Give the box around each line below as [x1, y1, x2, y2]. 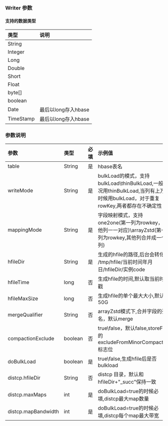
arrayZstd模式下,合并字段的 [97, 308, 162, 315]
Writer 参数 [5, 4, 32, 11]
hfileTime [7, 279, 29, 286]
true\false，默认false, [97, 325, 148, 332]
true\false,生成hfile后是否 [97, 356, 157, 363]
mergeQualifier [7, 311, 43, 318]
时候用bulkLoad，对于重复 [97, 195, 160, 202]
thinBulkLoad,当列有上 [107, 187, 160, 194]
